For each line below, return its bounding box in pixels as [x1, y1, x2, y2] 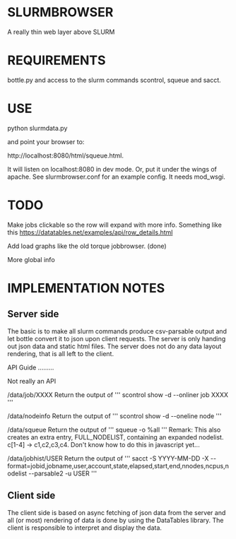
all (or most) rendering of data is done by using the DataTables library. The [7, 516, 224, 524]
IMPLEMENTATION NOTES [7, 280, 165, 296]
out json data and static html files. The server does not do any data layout [7, 342, 222, 350]
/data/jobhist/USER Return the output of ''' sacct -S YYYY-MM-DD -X [7, 454, 209, 463]
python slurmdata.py [7, 124, 68, 132]
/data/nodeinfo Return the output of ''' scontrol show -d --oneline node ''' [7, 411, 222, 420]
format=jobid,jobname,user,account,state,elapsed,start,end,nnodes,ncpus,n [7, 461, 230, 470]
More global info [7, 255, 55, 263]
